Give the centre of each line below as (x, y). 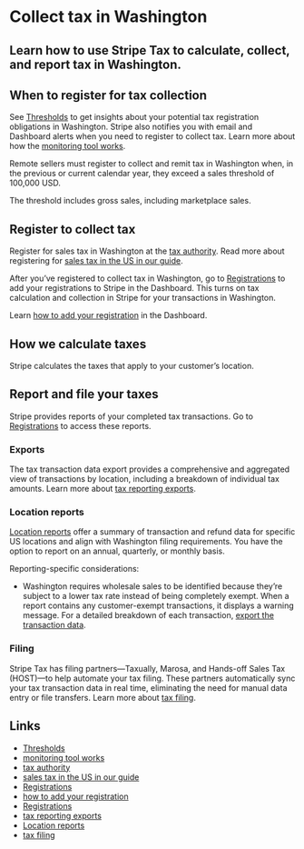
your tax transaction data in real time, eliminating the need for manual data (148, 687)
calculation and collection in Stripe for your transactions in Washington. (143, 298)
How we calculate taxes (78, 344)
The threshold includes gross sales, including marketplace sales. (130, 201)
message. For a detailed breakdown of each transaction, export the (148, 615)
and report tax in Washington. (95, 64)
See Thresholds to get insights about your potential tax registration (134, 117)
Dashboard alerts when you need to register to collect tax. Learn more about (152, 136)
